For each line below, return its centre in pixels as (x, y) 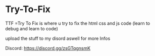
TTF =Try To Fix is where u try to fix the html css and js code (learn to (78, 23)
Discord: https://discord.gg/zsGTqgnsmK (48, 48)
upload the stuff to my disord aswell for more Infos (58, 38)
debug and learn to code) (32, 28)
